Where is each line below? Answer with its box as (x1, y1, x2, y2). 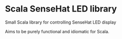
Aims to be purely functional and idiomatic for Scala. (5, 28, 110, 34)
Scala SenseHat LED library (5, 3, 117, 14)
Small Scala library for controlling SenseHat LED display (5, 19, 116, 25)
